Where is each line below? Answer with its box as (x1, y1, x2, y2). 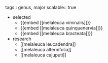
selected (12, 14, 31, 20)
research (12, 36, 31, 42)
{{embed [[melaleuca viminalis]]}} (20, 20, 91, 25)
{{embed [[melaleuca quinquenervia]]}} (20, 25, 103, 31)
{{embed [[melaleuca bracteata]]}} (20, 30, 93, 36)
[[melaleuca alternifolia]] (20, 47, 72, 52)
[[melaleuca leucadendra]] (20, 41, 76, 47)
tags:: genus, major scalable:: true (5, 5, 77, 10)
